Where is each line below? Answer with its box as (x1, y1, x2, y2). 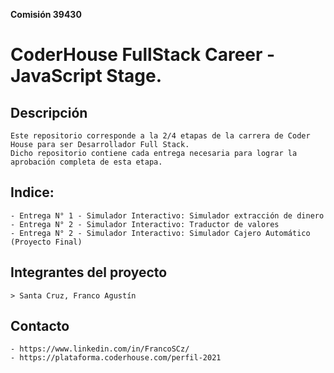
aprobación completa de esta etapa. (10, 157, 163, 167)
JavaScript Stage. (10, 65, 163, 88)
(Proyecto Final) (10, 237, 83, 247)
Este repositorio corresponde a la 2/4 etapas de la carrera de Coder (10, 131, 311, 141)
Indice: (10, 184, 55, 201)
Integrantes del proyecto (10, 264, 168, 281)
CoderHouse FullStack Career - (10, 44, 276, 66)
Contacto (10, 318, 70, 335)
